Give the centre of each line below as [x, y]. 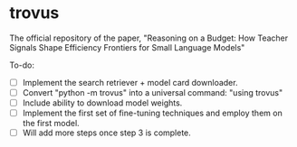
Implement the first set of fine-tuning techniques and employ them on [152, 113]
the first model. [51, 124]
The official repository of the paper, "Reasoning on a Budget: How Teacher [149, 38]
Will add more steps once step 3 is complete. [107, 133]
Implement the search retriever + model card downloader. [130, 82]
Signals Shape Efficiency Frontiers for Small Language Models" [127, 47]
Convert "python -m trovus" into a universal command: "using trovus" [153, 92]
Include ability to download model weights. [102, 103]
